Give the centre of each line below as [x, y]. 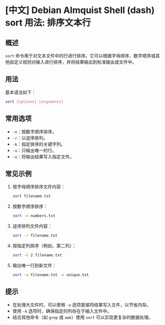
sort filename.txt [31, 196]
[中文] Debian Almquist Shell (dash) [80, 10]
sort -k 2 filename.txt [37, 255]
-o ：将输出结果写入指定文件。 [43, 156]
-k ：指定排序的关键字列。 [39, 144]
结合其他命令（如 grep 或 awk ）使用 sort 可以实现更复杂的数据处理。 [83, 317]
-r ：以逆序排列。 [30, 137]
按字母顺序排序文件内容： [39, 187]
